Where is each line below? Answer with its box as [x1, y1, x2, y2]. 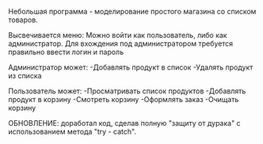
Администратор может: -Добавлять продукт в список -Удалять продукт [8, 63, 253, 72]
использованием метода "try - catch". [8, 127, 137, 136]
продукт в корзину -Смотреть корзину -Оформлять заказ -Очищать [8, 95, 239, 104]
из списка [8, 71, 42, 80]
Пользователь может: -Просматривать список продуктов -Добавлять [8, 86, 246, 96]
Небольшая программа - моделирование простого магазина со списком [8, 7, 257, 16]
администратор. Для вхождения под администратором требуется [8, 39, 234, 48]
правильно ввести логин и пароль [8, 47, 124, 56]
